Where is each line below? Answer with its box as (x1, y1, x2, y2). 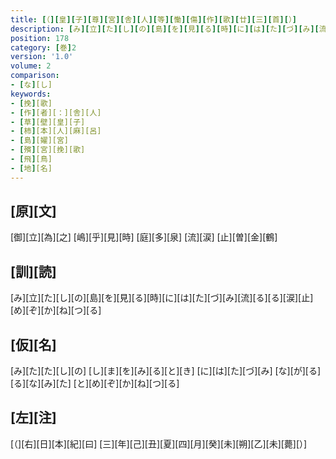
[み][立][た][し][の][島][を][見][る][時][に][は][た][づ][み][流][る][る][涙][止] (10, 292, 314, 304)
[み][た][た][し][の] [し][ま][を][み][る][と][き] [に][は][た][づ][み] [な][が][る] (10, 365, 322, 377)
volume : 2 (10, 61, 52, 71)
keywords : (10, 89, 52, 99)
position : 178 (10, 33, 70, 43)
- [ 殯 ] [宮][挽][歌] (10, 145, 86, 155)
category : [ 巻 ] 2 (10, 42, 77, 53)
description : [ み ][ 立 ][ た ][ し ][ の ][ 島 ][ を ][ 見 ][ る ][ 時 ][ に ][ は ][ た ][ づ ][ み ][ (10, 24, 320, 34)
